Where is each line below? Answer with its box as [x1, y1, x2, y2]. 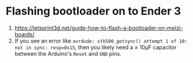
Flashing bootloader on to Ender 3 [5, 4, 181, 18]
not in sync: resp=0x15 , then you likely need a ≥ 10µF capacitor [14, 44, 177, 51]
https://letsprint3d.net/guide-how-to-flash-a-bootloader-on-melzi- [14, 24, 184, 31]
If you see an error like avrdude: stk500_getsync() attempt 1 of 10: [14, 37, 188, 44]
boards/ [14, 30, 35, 38]
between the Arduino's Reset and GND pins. [14, 50, 122, 57]
